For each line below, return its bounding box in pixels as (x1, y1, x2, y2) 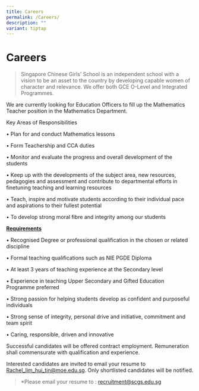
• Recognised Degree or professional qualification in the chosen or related (6, 236, 188, 244)
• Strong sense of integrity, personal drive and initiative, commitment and (6, 313, 186, 320)
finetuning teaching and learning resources (6, 184, 112, 191)
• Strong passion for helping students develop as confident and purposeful (6, 295, 190, 302)
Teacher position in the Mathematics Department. (6, 108, 128, 115)
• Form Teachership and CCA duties (6, 142, 95, 149)
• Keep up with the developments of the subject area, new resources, (6, 171, 176, 179)
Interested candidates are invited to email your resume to (6, 361, 146, 368)
